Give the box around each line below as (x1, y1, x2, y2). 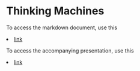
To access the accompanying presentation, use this (6, 47, 134, 54)
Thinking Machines (6, 4, 105, 18)
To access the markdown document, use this (6, 24, 118, 31)
